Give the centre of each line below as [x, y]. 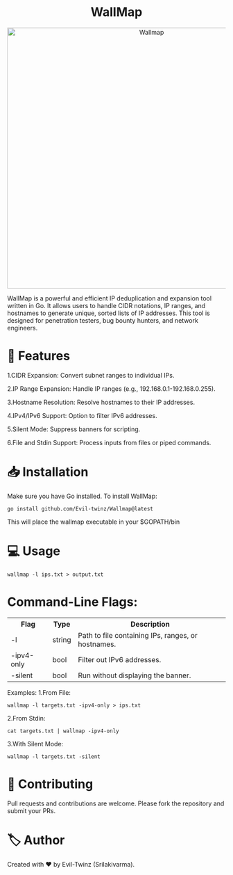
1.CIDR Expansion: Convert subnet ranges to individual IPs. [91, 375]
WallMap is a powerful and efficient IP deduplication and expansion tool [110, 298]
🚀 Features [39, 356]
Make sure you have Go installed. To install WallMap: [82, 496]
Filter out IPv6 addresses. [120, 659]
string [62, 639]
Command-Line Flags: [72, 602]
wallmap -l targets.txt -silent [54, 756]
